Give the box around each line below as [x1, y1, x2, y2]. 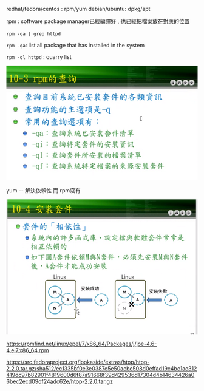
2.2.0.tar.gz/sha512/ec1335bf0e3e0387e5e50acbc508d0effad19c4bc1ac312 [6, 364, 197, 372]
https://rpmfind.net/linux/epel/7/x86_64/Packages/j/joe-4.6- [6, 340, 157, 347]
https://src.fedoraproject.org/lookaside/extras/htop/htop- [6, 358, 150, 365]
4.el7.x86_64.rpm [6, 346, 50, 354]
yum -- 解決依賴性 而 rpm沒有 [6, 186, 81, 194]
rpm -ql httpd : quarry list [6, 53, 72, 60]
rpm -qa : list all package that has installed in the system [6, 42, 144, 49]
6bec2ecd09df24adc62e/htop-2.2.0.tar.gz [6, 378, 114, 385]
